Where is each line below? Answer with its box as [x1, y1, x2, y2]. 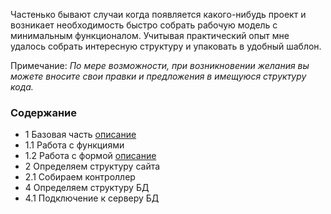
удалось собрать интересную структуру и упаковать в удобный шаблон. [10, 40, 322, 52]
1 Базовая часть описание [24, 129, 137, 141]
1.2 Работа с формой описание [24, 150, 157, 162]
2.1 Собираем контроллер [24, 171, 136, 183]
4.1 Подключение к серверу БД [24, 192, 160, 204]
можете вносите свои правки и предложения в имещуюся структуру [10, 70, 307, 82]
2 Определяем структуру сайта [24, 160, 161, 173]
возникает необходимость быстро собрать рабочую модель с [10, 19, 278, 31]
